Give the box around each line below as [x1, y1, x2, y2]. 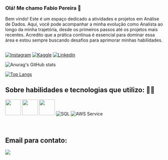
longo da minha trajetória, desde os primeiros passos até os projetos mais [5, 27, 158, 33]
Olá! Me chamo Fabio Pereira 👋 [5, 5, 81, 12]
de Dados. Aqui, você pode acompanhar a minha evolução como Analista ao [5, 21, 163, 27]
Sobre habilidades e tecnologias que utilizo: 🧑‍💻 [5, 86, 155, 94]
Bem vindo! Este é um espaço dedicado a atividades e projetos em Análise [5, 16, 159, 22]
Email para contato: [5, 136, 68, 144]
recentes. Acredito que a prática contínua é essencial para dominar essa [5, 32, 155, 38]
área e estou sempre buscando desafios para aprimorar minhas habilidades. [5, 37, 163, 43]
